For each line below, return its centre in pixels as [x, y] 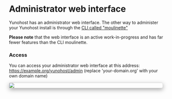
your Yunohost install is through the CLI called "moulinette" [68, 27]
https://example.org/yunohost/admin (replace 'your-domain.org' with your [84, 71]
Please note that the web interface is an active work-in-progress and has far [86, 37]
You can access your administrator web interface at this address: [74, 66]
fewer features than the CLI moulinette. [48, 42]
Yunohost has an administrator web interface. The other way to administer [84, 22]
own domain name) [28, 76]
